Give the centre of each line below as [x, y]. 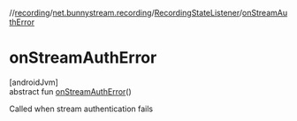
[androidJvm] [34, 82]
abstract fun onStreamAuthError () [71, 91]
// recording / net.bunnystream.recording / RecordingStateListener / [126, 13]
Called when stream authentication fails [81, 109]
